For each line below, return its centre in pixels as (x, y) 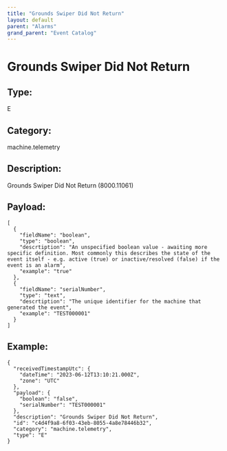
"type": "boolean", (47, 241)
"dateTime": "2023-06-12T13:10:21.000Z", (79, 374)
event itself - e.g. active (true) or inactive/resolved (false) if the (113, 259)
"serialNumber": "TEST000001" (63, 405)
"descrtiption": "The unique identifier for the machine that (110, 301)
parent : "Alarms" (32, 26)
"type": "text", (43, 295)
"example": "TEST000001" (55, 313)
